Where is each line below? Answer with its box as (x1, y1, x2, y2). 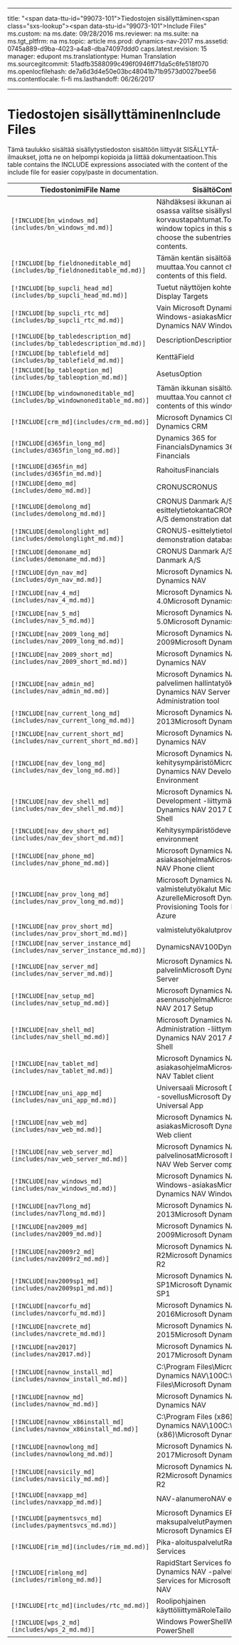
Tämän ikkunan (156, 383, 208, 393)
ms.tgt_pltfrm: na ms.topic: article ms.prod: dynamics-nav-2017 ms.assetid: (7, 37, 229, 45)
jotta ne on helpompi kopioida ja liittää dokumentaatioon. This (38, 153, 217, 161)
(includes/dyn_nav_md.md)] (11, 575, 102, 583)
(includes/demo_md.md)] (11, 486, 92, 494)
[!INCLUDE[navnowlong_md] (11, 1442, 99, 1451)
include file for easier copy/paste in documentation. (7, 168, 159, 176)
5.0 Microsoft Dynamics (156, 616, 235, 626)
